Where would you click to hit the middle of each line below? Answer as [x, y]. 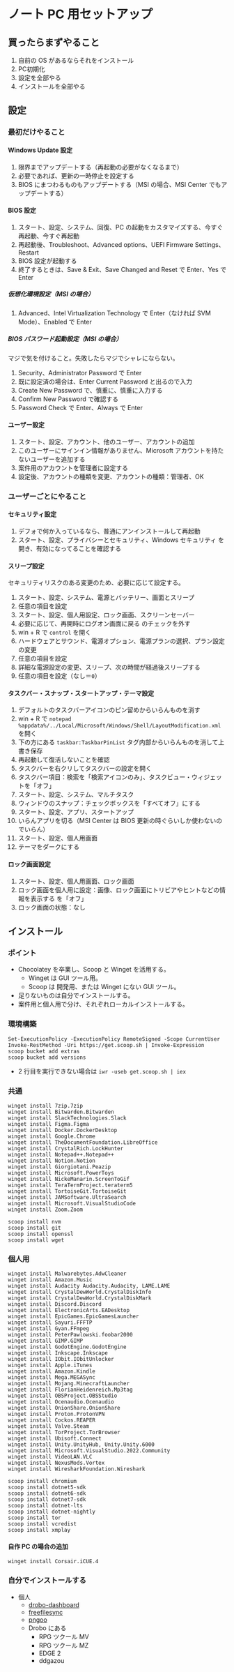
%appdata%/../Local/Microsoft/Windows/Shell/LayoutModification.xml [119, 726]
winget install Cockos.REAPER [52, 1420]
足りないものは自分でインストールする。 [76, 995]
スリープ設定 [26, 566]
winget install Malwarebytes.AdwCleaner [68, 1274]
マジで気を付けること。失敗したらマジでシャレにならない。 [93, 358]
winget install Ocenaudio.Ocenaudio [61, 1402]
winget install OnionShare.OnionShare [64, 1408]
